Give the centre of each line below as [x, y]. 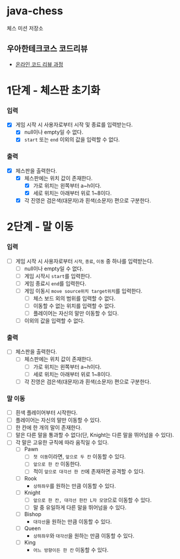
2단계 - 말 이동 [40, 227]
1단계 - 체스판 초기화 [53, 90]
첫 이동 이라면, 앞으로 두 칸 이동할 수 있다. [80, 457]
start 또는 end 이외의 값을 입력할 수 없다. [72, 140]
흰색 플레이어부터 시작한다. [46, 413]
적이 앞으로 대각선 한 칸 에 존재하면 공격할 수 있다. [89, 471]
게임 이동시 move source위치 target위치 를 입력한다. [83, 291]
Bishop [33, 514]
